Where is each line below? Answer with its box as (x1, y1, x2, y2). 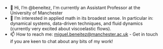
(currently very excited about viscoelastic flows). (10, 26, 112, 32)
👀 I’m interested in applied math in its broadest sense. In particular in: (10, 15, 153, 21)
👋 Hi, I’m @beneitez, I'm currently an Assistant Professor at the (10, 5, 141, 10)
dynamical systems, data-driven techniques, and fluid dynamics (10, 20, 143, 26)
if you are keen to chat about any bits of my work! (10, 39, 113, 44)
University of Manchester (10, 10, 63, 16)
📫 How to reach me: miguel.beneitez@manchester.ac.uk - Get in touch (10, 31, 158, 37)
